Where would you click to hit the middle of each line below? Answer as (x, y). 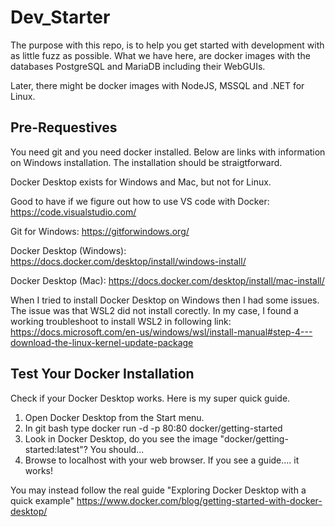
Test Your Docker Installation (102, 374)
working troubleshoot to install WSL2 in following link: (121, 321)
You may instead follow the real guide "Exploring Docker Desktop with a (158, 490)
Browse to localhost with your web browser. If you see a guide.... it (162, 460)
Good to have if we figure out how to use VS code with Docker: (140, 201)
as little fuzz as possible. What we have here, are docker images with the (160, 55)
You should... (117, 449)
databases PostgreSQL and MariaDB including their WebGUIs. (138, 66)
